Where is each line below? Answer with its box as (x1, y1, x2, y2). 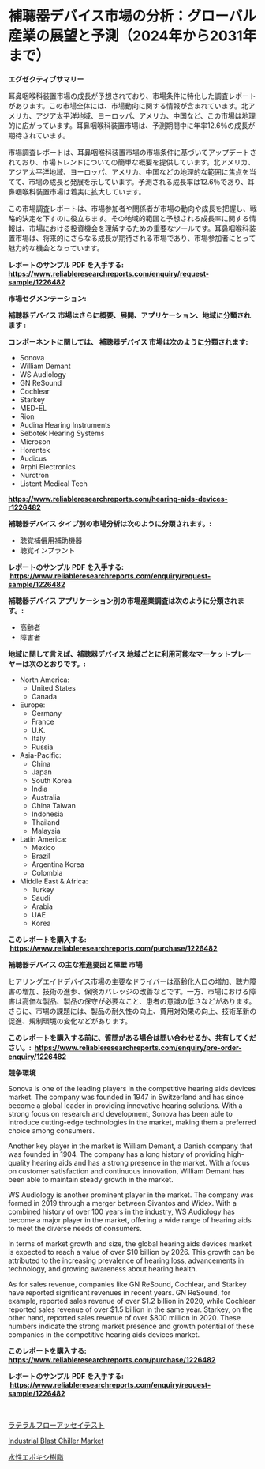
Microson (19, 436, 51, 446)
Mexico (31, 842, 56, 852)
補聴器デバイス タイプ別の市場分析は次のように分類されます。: (8, 518, 212, 528)
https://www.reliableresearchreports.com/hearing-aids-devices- (8, 494, 229, 503)
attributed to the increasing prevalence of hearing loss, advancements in (8, 1256, 244, 1265)
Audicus (19, 454, 47, 463)
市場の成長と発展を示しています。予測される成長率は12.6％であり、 (28, 177, 248, 186)
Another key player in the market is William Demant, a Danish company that (8, 1141, 253, 1151)
